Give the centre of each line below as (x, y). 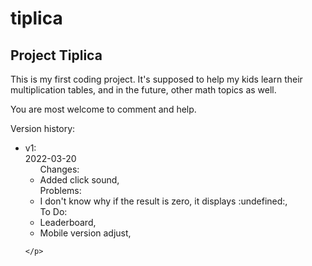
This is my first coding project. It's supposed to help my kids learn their (156, 79)
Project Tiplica (56, 55)
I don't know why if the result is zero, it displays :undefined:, (163, 201)
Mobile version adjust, (85, 233)
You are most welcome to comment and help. (103, 109)
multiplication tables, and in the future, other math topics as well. (143, 90)
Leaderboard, (68, 222)
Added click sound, (79, 180)
